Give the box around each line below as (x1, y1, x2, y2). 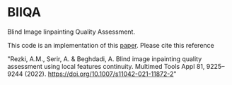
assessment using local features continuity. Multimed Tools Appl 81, (7, 62, 205, 70)
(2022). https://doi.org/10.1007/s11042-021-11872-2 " (24, 70, 177, 78)
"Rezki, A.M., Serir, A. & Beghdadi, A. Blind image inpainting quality (7, 54, 202, 63)
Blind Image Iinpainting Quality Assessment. (7, 27, 136, 36)
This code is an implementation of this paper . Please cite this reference (7, 41, 214, 49)
